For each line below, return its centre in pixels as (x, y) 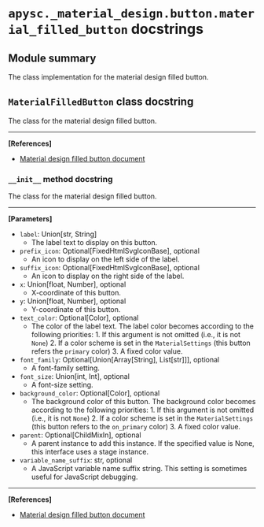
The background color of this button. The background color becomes (143, 402)
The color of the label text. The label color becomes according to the (142, 326)
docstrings (167, 29)
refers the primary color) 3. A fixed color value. (107, 351)
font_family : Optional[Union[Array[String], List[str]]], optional (119, 360)
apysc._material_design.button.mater (132, 14)
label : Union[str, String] (58, 234)
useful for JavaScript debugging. (84, 477)
